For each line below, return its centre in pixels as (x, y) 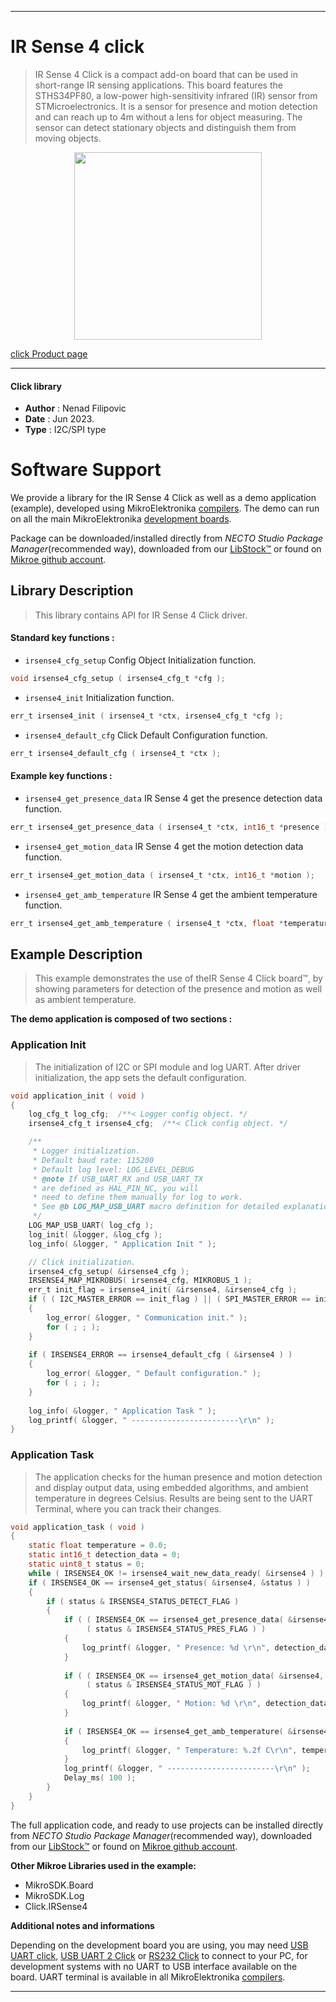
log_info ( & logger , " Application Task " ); (122, 1411)
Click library (36, 386)
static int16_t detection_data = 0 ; (105, 1555)
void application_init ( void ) (77, 1096)
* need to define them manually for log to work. (138, 1197)
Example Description (76, 954)
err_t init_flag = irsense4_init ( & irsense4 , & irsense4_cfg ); (163, 1290)
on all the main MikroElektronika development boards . (121, 519)
